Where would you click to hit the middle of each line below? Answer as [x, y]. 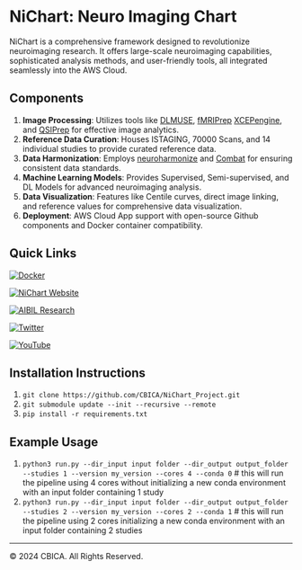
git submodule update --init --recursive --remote [119, 405]
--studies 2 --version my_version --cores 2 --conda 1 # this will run [153, 512]
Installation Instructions [78, 373]
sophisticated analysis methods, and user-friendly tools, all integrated [138, 60]
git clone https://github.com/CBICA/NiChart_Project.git [131, 396]
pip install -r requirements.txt [85, 414]
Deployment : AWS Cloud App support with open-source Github [140, 215]
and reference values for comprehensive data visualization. [132, 206]
